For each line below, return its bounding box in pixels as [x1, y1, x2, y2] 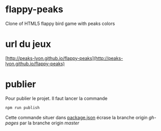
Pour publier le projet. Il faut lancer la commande [5, 95, 108, 101]
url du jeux [5, 38, 51, 50]
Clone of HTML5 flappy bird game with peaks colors [5, 20, 115, 27]
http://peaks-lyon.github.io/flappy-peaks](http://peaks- [7, 55, 123, 61]
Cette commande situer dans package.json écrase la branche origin [5, 114, 148, 120]
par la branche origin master [19, 120, 79, 126]
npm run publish [5, 105, 40, 110]
